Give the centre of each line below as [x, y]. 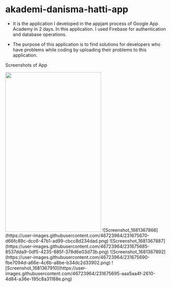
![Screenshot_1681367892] [138, 252]
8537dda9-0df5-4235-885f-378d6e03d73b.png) [57, 252]
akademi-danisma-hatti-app [67, 9]
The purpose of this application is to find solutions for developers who [87, 44]
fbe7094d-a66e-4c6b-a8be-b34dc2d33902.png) [58, 262]
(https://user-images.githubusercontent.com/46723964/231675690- [78, 257]
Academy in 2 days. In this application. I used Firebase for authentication [89, 29]
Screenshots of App [26, 65]
